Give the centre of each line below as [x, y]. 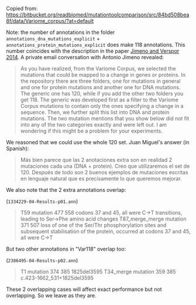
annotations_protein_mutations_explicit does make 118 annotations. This [96, 45]
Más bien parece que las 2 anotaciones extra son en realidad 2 [96, 160]
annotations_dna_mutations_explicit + [53, 38]
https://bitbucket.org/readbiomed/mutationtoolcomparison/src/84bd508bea [98, 15]
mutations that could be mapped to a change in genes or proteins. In [103, 75]
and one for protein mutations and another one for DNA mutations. [100, 87]
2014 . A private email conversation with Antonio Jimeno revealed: [85, 57]
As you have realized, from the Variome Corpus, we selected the [98, 69]
